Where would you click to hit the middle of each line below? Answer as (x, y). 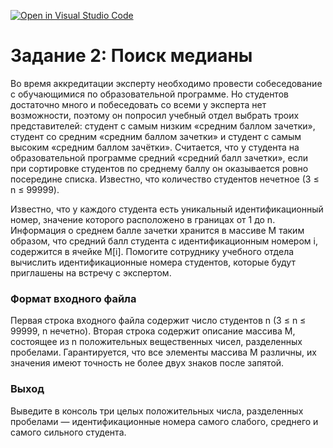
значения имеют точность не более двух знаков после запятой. (147, 363)
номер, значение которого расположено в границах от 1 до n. (143, 219)
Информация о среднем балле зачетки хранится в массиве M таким (157, 230)
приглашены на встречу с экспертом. (91, 272)
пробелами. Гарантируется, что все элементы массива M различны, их (164, 352)
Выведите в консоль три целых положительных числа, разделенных (157, 411)
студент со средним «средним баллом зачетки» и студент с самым (156, 136)
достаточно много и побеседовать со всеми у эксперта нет (138, 104)
